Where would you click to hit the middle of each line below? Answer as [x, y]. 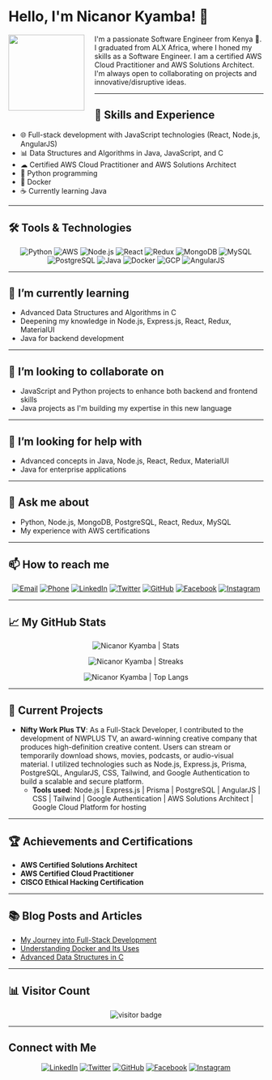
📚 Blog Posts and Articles [75, 916]
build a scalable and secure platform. [82, 782]
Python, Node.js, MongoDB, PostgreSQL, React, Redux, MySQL [125, 522]
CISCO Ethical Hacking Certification [82, 882]
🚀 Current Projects [56, 710]
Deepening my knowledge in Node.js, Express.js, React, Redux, [126, 321]
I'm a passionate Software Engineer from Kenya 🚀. [178, 39]
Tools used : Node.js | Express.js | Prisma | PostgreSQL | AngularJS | [146, 790]
